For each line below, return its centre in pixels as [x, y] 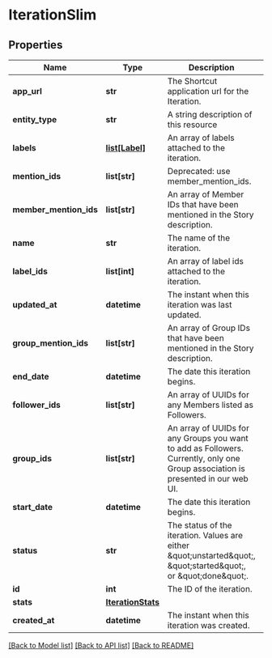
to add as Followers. [206, 448]
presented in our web [208, 479]
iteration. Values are [205, 535]
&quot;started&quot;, [207, 566]
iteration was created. [208, 625]
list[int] [120, 271]
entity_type [35, 119]
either [178, 546]
